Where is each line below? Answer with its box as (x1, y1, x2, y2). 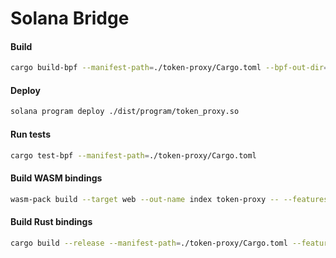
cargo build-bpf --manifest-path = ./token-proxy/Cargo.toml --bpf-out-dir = (10, 63, 329, 73)
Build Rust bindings (10, 216, 93, 228)
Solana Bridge (10, 7, 130, 30)
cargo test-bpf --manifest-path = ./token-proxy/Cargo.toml (10, 150, 257, 161)
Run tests (10, 128, 51, 140)
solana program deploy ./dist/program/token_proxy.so (10, 107, 240, 117)
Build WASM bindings (10, 172, 103, 184)
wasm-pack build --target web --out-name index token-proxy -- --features (10, 194, 329, 204)
